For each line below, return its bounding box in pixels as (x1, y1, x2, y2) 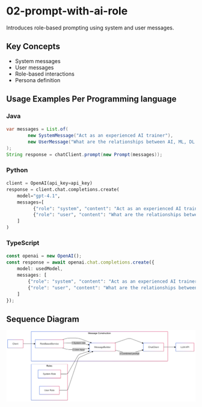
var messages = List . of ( (6, 126, 69, 133)
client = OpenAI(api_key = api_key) (6, 180, 93, 187)
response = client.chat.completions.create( (6, 186, 120, 193)
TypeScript (6, 239, 40, 247)
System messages (14, 57, 61, 64)
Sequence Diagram (6, 314, 79, 324)
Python (6, 166, 28, 174)
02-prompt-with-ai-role (6, 4, 128, 18)
